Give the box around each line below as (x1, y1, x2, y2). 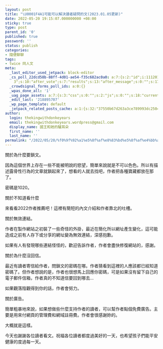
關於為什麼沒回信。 (5, 253, 44, 258)
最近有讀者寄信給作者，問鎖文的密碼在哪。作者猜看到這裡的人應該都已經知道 (5, 263, 158, 268)
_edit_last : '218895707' (9, 98, 60, 102)
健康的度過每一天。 (5, 339, 44, 345)
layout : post (5, 7, 32, 12)
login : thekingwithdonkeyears (9, 115, 70, 120)
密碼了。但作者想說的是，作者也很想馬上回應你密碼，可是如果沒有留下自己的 (5, 269, 158, 275)
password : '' (5, 39, 32, 44)
